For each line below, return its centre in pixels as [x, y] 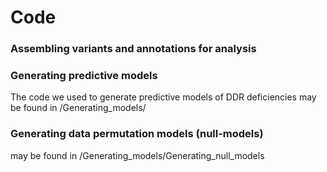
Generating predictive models [84, 76]
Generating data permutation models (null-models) [137, 134]
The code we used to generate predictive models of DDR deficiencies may [163, 97]
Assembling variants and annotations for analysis [133, 49]
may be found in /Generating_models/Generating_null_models [137, 155]
